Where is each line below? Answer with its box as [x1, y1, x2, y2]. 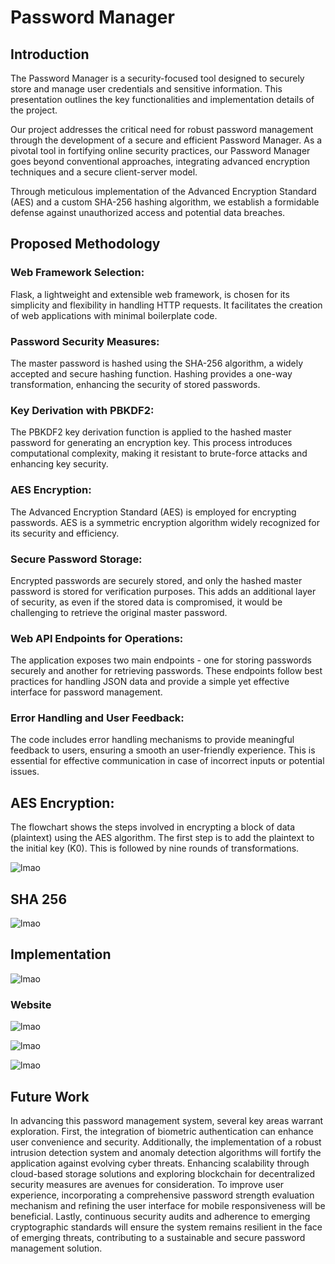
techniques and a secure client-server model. [10, 166, 198, 178]
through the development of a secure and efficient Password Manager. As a [10, 134, 323, 146]
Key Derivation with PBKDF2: [10, 403, 155, 417]
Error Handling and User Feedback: [10, 711, 185, 725]
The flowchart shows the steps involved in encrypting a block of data [10, 821, 296, 833]
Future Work [10, 1088, 90, 1105]
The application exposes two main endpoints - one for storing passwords [10, 654, 312, 666]
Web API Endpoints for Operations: [10, 631, 184, 645]
